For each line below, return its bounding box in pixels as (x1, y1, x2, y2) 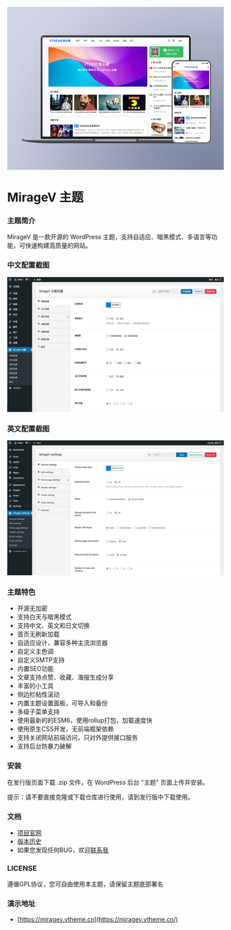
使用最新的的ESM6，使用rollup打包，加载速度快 (16, 716, 153, 725)
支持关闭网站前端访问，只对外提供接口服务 (16, 734, 138, 742)
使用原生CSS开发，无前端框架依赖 (16, 725, 114, 734)
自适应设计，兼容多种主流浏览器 (16, 638, 108, 647)
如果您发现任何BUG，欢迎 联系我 (16, 846, 109, 854)
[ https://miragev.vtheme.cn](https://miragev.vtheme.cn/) (16, 915, 179, 923)
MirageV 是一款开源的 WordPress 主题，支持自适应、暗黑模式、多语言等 (7, 233, 212, 241)
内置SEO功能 (16, 665, 54, 673)
